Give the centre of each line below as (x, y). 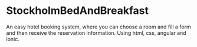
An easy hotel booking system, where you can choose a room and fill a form (99, 27)
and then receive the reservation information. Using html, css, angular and (96, 32)
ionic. (13, 39)
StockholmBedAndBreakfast (78, 11)
